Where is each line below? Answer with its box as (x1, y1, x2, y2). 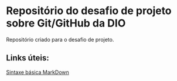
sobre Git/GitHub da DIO (6, 16, 126, 30)
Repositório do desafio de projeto (6, 4, 172, 18)
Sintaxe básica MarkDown (6, 69, 69, 76)
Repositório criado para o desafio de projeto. (6, 36, 114, 43)
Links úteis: (6, 53, 50, 63)
